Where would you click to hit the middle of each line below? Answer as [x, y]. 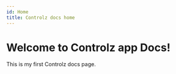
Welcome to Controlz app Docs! [89, 48]
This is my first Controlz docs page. [51, 64]
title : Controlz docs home [41, 18]
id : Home [17, 12]
